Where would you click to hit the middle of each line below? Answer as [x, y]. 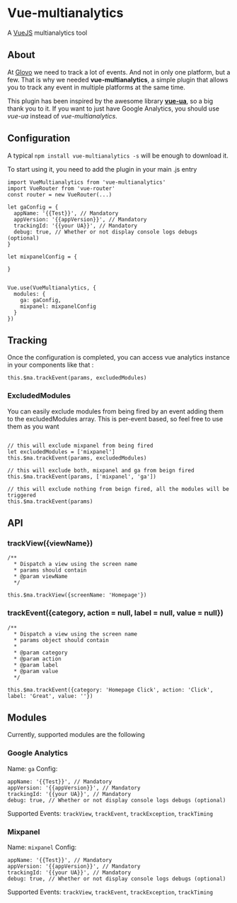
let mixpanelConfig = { [42, 257]
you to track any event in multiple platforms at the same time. [96, 87]
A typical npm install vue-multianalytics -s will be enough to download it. [118, 155]
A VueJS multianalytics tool [47, 33]
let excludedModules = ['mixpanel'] [61, 452]
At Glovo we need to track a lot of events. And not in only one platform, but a [119, 72]
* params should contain [50, 570]
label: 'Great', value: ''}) [50, 696]
